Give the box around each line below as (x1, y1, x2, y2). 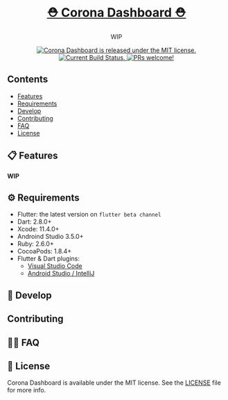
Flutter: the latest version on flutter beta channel (17, 210, 161, 219)
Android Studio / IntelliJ (27, 269, 95, 278)
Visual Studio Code (27, 262, 82, 270)
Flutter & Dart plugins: (17, 254, 80, 263)
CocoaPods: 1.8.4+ (17, 247, 72, 256)
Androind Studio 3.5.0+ (17, 233, 84, 241)
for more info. (7, 386, 46, 394)
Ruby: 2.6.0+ (17, 240, 54, 248)
